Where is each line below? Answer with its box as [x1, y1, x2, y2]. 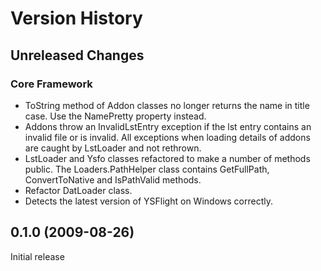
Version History [10, 7, 143, 30]
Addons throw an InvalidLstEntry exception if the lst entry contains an [24, 120, 312, 132]
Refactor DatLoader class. [24, 184, 133, 196]
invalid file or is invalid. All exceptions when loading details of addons [24, 131, 311, 143]
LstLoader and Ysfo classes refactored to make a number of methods [24, 152, 311, 164]
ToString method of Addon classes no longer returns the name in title [24, 99, 310, 111]
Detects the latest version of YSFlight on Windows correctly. [24, 195, 273, 207]
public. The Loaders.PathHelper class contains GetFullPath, [24, 163, 270, 175]
